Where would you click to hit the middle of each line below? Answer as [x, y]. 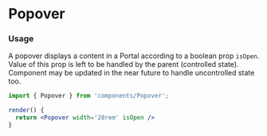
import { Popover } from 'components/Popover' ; [89, 96]
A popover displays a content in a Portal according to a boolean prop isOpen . [134, 56]
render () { [26, 111]
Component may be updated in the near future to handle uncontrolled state [132, 73]
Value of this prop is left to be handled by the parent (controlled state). [124, 64]
